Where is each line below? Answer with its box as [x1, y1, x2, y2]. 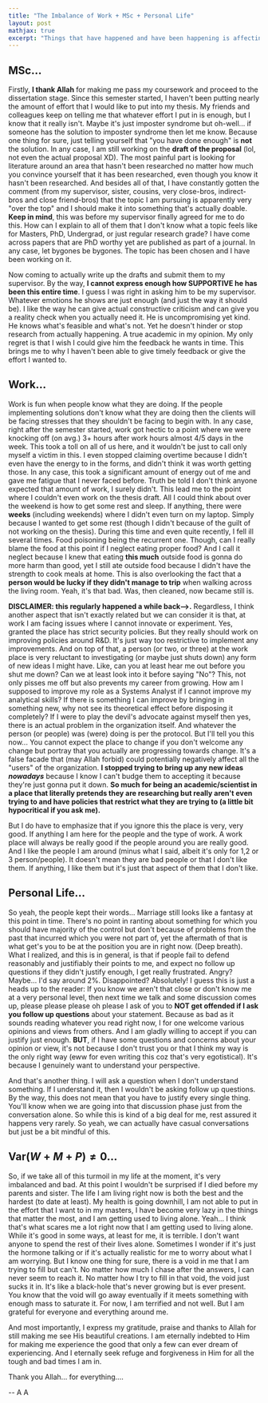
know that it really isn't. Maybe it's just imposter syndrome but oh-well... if [8, 119, 252, 129]
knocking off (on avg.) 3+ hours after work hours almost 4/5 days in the [8, 433, 244, 443]
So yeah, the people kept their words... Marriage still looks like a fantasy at [8, 908, 254, 917]
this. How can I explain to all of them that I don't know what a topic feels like [8, 221, 258, 230]
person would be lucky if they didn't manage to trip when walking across [8, 577, 253, 587]
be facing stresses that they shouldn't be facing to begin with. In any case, [8, 416, 254, 426]
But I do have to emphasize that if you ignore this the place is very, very [8, 821, 243, 830]
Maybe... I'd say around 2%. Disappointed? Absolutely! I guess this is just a [8, 976, 255, 985]
